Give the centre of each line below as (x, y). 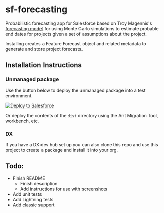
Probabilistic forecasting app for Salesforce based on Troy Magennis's (79, 23)
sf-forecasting (36, 9)
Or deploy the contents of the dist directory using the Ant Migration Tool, (82, 115)
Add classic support (33, 205)
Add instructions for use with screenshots (64, 189)
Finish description (39, 183)
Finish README (29, 178)
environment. (19, 96)
